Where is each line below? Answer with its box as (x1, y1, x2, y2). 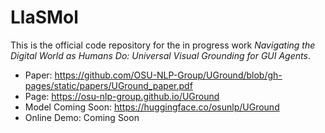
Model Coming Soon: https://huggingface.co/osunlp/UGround (24, 101, 280, 113)
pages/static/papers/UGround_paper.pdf (24, 79, 193, 91)
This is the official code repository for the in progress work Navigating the (10, 39, 316, 51)
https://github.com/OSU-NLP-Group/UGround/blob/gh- (54, 69, 283, 81)
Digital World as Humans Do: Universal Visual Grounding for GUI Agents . (10, 49, 311, 61)
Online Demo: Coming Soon (24, 111, 140, 123)
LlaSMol (10, 6, 79, 29)
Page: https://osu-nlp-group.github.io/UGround (24, 90, 220, 102)
